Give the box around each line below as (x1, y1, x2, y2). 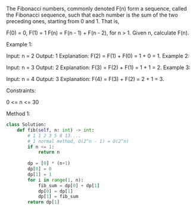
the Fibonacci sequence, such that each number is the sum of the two (6, 11, 178, 18)
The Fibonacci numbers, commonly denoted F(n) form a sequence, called (6, 5, 187, 12)
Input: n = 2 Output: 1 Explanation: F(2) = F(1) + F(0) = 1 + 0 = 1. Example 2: (6, 52, 189, 59)
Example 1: (6, 41, 33, 48)
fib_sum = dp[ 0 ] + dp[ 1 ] (38, 182, 100, 188)
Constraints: (6, 87, 36, 94)
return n (38, 149, 60, 156)
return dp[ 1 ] (27, 199, 60, 205)
